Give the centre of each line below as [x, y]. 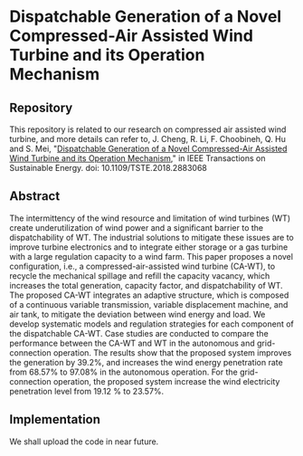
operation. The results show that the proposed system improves [172, 352]
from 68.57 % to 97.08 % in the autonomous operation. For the [123, 372]
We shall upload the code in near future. [84, 442]
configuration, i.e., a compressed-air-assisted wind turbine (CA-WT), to [142, 266]
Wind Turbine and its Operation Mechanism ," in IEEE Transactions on [137, 158]
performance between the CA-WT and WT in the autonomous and [132, 343]
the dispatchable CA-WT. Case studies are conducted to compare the [139, 333]
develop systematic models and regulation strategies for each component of [151, 324]
